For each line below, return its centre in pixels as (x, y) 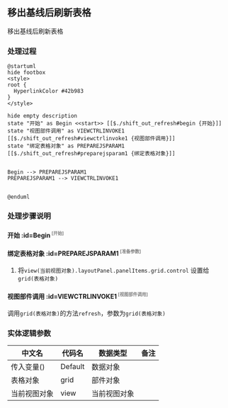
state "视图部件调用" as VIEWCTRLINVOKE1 (66, 131)
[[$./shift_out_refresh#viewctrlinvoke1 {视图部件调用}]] (91, 139)
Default (73, 367)
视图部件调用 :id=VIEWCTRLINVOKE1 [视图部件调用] (78, 296)
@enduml (19, 197)
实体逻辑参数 (29, 333)
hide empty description (42, 116)
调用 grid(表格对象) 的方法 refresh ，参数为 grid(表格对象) (87, 313)
